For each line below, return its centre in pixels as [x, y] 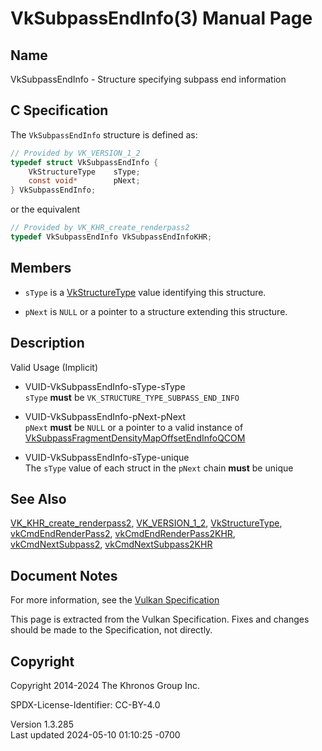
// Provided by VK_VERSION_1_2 [75, 153]
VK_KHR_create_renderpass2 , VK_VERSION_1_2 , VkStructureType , [146, 523]
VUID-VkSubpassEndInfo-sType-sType [105, 386]
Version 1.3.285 [42, 724]
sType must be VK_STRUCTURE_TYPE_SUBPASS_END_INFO [132, 397]
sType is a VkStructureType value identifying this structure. [145, 292]
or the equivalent [45, 209]
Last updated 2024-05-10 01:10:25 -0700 [95, 735]
